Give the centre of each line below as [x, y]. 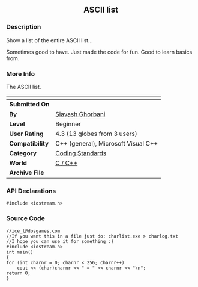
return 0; [19, 273]
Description [24, 27]
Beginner [68, 124]
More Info [21, 73]
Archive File [27, 173]
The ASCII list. [24, 87]
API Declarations [31, 191]
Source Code [25, 218]
